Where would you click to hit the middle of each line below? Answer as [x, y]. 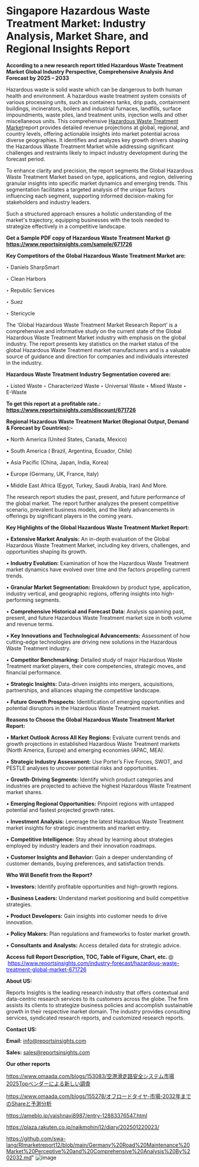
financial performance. [34, 672]
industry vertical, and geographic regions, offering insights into [83, 594]
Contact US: [21, 1029]
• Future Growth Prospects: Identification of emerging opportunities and [96, 702]
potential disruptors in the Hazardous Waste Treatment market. [83, 708]
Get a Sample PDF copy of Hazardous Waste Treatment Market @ [88, 238]
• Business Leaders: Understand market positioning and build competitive [97, 898]
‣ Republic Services [31, 290]
